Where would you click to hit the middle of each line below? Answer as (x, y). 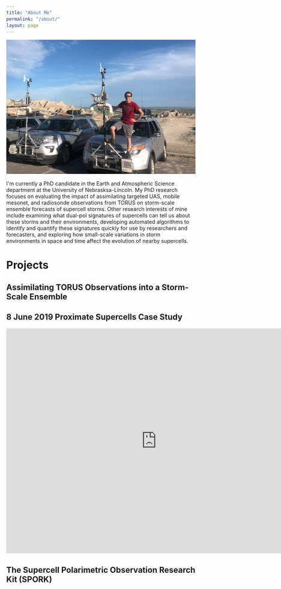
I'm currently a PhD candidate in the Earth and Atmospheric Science (90, 184)
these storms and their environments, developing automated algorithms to (98, 222)
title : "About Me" (29, 13)
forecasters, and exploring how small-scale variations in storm (83, 235)
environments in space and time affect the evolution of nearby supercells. (97, 241)
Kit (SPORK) (29, 579)
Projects (28, 265)
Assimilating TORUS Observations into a (83, 287)
